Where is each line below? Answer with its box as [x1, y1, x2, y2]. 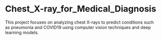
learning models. [5, 29, 39, 35]
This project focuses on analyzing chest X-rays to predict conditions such [5, 19, 154, 25]
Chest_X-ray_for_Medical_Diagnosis [5, 3, 157, 14]
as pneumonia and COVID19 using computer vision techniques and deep [5, 24, 151, 30]
